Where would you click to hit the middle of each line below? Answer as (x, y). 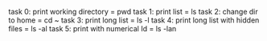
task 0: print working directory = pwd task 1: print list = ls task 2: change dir (133, 12)
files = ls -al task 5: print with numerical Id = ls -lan (92, 29)
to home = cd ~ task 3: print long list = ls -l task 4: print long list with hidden (134, 20)
